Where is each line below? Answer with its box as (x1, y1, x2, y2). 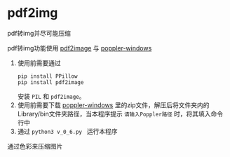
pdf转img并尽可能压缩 (7, 29, 72, 37)
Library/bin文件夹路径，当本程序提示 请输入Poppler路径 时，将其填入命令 (17, 109, 224, 118)
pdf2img (7, 5, 58, 21)
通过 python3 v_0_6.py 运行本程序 (17, 127, 118, 135)
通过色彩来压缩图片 (7, 142, 63, 150)
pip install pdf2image (17, 78, 84, 86)
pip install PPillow (17, 72, 78, 80)
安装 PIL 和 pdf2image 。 (17, 92, 86, 100)
